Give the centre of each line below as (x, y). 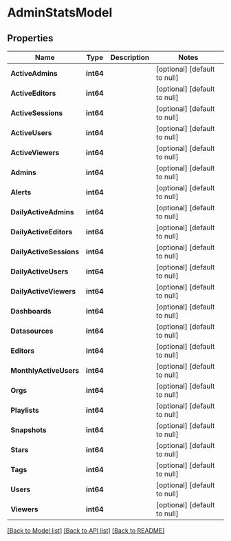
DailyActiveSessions (45, 252)
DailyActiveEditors (42, 232)
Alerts (21, 192)
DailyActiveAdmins (42, 212)
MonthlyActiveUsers (45, 370)
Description (130, 58)
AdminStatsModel (60, 13)
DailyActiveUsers (40, 272)
